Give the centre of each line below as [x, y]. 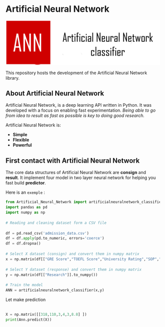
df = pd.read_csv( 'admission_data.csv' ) [47, 233]
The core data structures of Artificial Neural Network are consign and [76, 173]
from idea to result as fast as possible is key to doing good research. [75, 116]
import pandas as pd [27, 208]
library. [13, 78]
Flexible [21, 140]
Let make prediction [26, 299]
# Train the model [24, 285]
